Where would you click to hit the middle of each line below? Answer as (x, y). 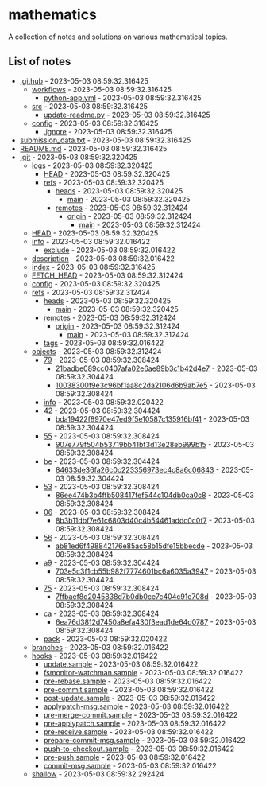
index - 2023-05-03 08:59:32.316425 (93, 267)
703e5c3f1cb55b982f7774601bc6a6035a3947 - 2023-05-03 (156, 571)
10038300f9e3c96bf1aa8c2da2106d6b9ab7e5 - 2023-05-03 (155, 385)
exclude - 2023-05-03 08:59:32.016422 (110, 250)
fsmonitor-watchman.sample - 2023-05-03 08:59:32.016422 (143, 672)
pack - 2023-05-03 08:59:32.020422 (105, 639)
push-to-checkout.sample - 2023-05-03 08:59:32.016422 (139, 749)
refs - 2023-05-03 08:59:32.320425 (104, 182)
